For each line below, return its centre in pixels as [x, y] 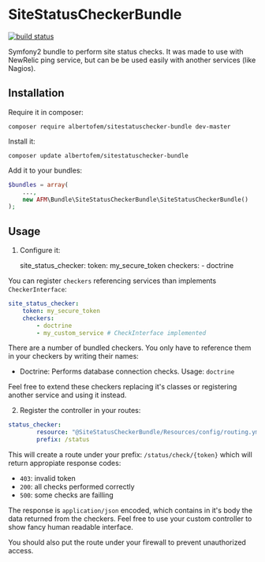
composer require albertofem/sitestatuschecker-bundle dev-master [119, 127]
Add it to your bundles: [45, 170]
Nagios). [22, 68]
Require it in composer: [46, 112]
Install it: [22, 141]
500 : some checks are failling [67, 495]
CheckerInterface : [37, 289]
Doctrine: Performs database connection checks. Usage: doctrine [127, 371]
